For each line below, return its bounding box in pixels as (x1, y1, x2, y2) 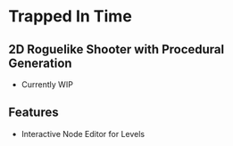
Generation (8, 55, 72, 70)
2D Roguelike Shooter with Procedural (8, 42, 225, 57)
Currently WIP (21, 79, 73, 90)
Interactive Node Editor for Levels (21, 128, 145, 139)
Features (8, 105, 59, 120)
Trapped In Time (8, 6, 133, 27)
